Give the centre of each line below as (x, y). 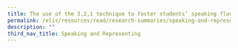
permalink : (23, 20)
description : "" (31, 27)
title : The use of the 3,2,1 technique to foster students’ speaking (112, 14)
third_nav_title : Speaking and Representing (74, 34)
